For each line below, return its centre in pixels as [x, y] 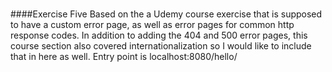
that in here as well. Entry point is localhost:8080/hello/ [124, 57]
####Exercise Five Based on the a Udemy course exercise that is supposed [166, 14]
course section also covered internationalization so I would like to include [161, 46]
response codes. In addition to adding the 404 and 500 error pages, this [159, 35]
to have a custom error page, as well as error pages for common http [152, 25]
